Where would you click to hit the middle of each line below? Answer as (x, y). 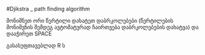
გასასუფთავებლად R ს (36, 46)
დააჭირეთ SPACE (29, 34)
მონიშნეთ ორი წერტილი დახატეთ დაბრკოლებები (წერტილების (90, 20)
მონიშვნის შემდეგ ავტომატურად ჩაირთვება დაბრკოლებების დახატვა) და (102, 27)
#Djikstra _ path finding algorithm (48, 9)
